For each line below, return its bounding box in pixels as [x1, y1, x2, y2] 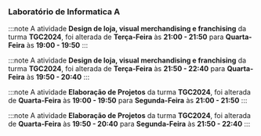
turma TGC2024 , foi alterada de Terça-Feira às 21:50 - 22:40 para [8, 64, 226, 73]
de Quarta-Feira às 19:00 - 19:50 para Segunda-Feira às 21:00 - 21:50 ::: [8, 96, 248, 106]
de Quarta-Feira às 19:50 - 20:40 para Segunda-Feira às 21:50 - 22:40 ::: [8, 120, 251, 129]
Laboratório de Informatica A [8, 6, 120, 17]
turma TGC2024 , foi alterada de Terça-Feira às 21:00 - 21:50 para [8, 32, 224, 41]
